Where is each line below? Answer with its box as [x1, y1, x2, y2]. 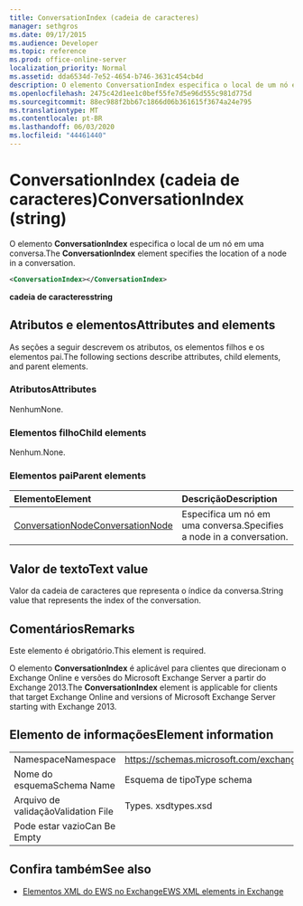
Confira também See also [9, 862, 151, 877]
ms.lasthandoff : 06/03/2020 [9, 123, 115, 132]
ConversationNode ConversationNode [14, 519, 173, 532]
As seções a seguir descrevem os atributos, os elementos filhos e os [9, 341, 265, 353]
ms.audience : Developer [9, 38, 99, 48]
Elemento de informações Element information [9, 727, 274, 742]
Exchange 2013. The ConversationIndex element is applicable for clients [9, 682, 278, 693]
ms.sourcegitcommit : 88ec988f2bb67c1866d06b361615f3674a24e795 [9, 97, 252, 107]
